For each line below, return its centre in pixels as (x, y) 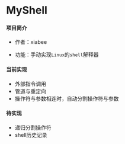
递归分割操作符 (33, 127)
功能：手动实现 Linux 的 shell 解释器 (57, 55)
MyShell (27, 10)
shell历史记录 (31, 135)
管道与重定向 (30, 91)
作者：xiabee (31, 42)
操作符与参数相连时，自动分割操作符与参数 (67, 98)
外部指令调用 (30, 84)
